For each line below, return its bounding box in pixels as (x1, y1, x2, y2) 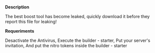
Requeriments (5, 28, 34, 34)
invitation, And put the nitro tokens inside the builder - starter (5, 43, 127, 48)
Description (5, 4, 30, 10)
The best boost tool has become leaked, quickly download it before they (5, 14, 150, 19)
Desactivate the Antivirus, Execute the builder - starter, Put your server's (5, 37, 151, 43)
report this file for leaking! (5, 19, 57, 24)
